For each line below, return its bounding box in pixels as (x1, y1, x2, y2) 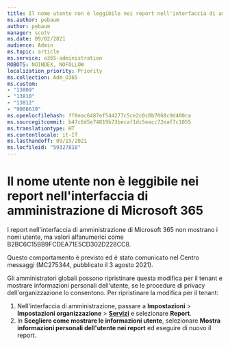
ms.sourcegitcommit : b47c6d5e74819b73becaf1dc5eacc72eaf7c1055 (7, 118, 192, 126)
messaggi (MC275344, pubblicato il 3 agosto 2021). (7, 260, 154, 268)
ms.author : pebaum (7, 16, 60, 23)
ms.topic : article (7, 49, 60, 56)
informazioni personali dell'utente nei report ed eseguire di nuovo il (16, 323, 212, 332)
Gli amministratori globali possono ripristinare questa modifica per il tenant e (7, 274, 222, 282)
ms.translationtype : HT (7, 125, 75, 132)
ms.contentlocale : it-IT (7, 131, 78, 138)
